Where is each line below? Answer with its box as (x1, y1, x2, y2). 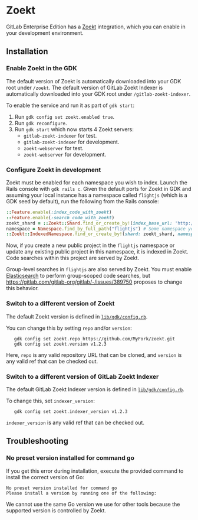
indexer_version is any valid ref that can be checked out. (6, 419, 144, 426)
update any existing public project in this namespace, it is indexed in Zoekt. (6, 248, 189, 255)
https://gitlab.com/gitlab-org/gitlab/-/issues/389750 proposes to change (6, 278, 183, 285)
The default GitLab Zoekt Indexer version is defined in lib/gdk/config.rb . (6, 385, 184, 393)
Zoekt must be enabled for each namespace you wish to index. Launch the (6, 178, 187, 186)
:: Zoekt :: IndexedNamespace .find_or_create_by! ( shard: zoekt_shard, (6, 231, 176, 237)
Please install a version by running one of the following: (6, 490, 157, 496)
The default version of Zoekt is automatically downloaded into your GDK (6, 77, 181, 84)
